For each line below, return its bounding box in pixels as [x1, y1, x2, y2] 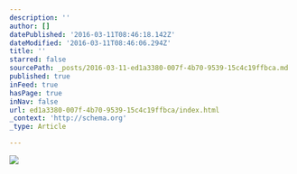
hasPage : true [9, 88, 63, 97]
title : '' [9, 47, 47, 56]
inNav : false [9, 96, 59, 106]
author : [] [9, 22, 51, 31]
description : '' [9, 13, 70, 23]
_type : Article [9, 123, 67, 132]
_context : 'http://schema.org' [9, 114, 127, 123]
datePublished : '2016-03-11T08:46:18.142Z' [9, 30, 176, 39]
